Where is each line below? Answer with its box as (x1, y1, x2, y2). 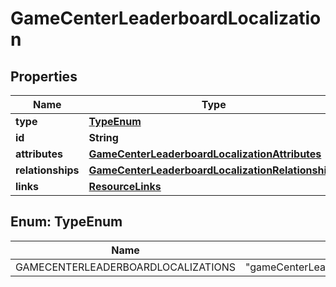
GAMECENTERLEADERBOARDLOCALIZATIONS (15, 260, 236, 274)
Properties (10, 68, 78, 85)
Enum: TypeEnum (10, 213, 123, 231)
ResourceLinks (88, 180, 162, 193)
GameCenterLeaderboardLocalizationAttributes (88, 147, 322, 161)
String (88, 131, 119, 144)
